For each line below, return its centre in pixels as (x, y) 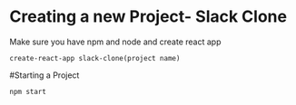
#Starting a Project (44, 75)
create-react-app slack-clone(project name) (95, 58)
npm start (28, 91)
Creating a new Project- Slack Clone (148, 17)
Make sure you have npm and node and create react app (115, 42)
